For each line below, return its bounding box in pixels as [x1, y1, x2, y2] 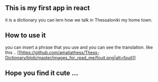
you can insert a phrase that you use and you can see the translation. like [5, 44, 153, 50]
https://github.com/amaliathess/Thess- [20, 49, 100, 55]
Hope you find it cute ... [5, 69, 79, 78]
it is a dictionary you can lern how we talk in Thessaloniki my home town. [5, 17, 153, 23]
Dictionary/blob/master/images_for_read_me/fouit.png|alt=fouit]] [5, 55, 136, 60]
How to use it [5, 31, 46, 40]
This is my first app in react [5, 4, 90, 12]
